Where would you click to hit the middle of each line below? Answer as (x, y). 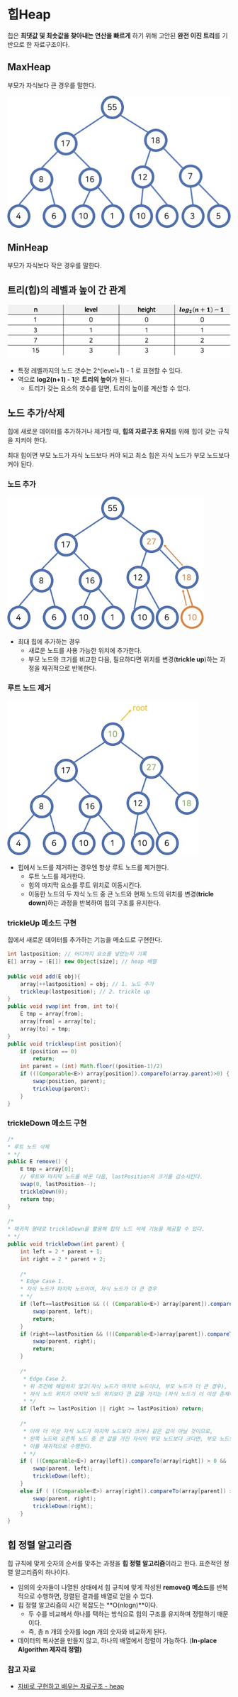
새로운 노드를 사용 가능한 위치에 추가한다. (85, 650)
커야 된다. (21, 464)
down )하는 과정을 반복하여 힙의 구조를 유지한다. (95, 903)
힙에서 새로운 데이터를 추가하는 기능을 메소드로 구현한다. (85, 940)
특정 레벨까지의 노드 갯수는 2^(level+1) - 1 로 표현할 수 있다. (100, 370)
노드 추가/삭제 (36, 413)
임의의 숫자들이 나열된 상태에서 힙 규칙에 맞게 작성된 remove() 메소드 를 (116, 1588)
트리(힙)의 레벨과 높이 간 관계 (67, 290)
